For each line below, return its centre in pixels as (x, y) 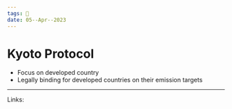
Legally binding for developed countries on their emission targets (110, 80)
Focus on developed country (58, 73)
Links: (16, 99)
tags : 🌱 (18, 13)
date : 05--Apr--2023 (37, 20)
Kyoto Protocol (51, 54)
